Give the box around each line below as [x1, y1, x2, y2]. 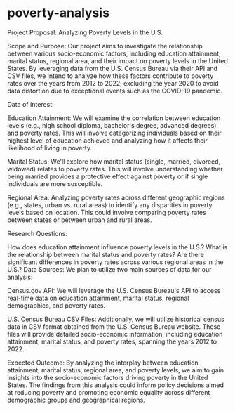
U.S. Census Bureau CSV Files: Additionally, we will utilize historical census [7, 315, 224, 323]
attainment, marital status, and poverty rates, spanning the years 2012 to [7, 337, 217, 346]
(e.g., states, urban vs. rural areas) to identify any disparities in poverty [7, 200, 213, 209]
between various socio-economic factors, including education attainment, [7, 49, 221, 58]
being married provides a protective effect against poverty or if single [7, 172, 208, 181]
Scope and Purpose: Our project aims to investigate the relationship [7, 41, 203, 50]
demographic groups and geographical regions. [7, 396, 145, 404]
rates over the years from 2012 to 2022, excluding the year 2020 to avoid [7, 79, 219, 87]
